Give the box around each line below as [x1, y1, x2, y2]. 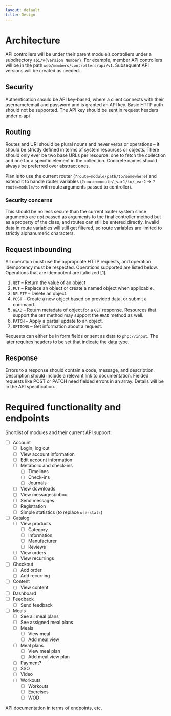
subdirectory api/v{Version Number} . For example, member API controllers [5, 57, 163, 63]
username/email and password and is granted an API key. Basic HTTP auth [5, 102, 163, 108]
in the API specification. [5, 383, 55, 389]
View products [20, 520, 51, 526]
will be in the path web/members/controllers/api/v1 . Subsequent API [5, 62, 149, 68]
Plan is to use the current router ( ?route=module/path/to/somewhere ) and [5, 173, 157, 179]
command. [12, 302, 36, 308]
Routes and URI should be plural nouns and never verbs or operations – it [5, 141, 160, 147]
